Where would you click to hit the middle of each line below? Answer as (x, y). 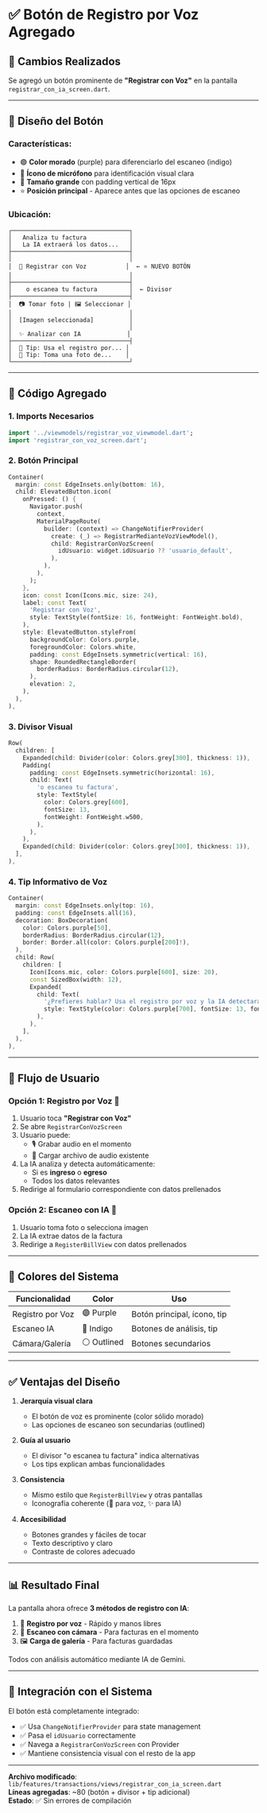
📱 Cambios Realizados (65, 61)
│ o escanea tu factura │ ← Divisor (90, 289)
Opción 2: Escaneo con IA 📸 (63, 1210)
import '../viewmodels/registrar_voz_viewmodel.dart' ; (101, 433)
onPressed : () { (50, 499)
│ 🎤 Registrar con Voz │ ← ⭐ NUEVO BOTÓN (99, 266)
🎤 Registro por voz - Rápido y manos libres (90, 1623)
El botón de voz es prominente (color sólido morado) (118, 1416)
